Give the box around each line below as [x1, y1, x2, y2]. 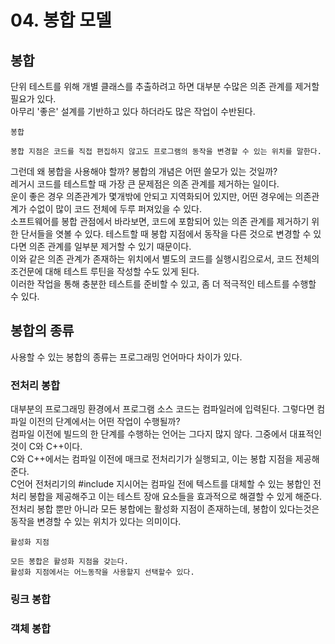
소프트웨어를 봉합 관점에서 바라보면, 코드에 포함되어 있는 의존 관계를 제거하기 [10, 216, 310, 227]
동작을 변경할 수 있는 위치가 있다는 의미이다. [10, 516, 182, 528]
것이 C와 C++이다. [10, 441, 83, 453]
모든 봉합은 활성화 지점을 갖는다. [10, 557, 129, 567]
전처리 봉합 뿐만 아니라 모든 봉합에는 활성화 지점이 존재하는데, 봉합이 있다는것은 [10, 503, 320, 515]
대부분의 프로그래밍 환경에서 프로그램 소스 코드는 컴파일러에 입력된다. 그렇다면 [10, 403, 315, 415]
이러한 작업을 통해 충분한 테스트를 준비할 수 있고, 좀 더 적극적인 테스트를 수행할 [10, 278, 317, 290]
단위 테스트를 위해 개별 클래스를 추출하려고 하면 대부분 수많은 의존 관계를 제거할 [10, 81, 320, 92]
